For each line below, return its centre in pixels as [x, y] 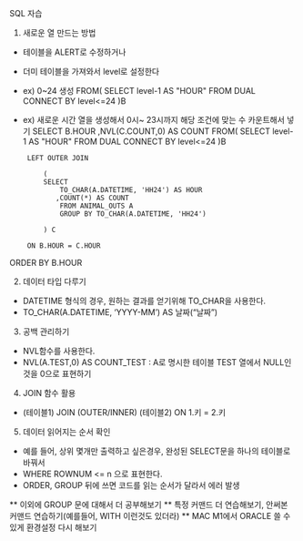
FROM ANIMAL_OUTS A [96, 206]
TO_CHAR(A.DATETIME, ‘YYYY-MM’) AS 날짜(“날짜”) [120, 312]
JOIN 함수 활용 [49, 393]
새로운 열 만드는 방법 [59, 33]
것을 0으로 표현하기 [57, 373]
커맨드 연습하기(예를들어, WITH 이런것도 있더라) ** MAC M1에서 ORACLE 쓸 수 [150, 516]
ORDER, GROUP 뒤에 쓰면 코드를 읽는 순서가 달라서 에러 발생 [131, 485]
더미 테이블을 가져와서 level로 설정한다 [91, 71]
